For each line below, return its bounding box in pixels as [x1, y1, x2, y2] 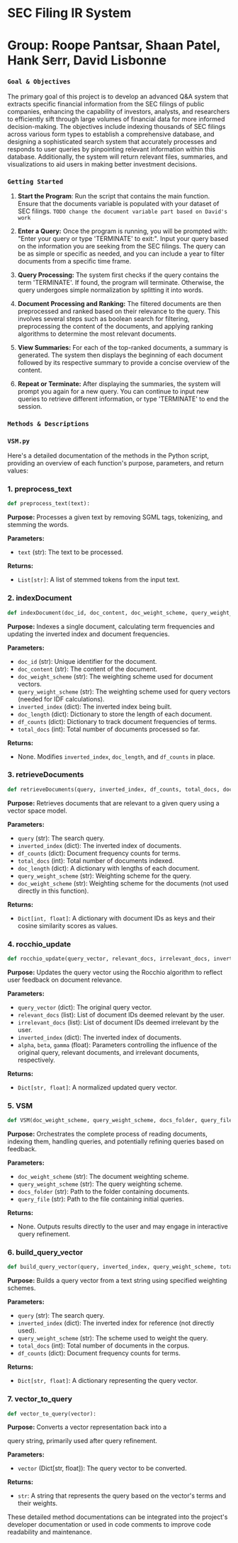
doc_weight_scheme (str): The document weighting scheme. [17, 1172, 189, 1181]
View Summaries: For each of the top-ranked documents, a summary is [17, 343, 229, 351]
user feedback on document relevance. [7, 976, 123, 984]
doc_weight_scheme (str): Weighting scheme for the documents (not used [17, 878, 229, 887]
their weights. [17, 1499, 58, 1508]
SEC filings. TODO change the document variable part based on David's [17, 207, 228, 215]
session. [17, 402, 42, 410]
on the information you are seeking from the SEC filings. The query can [17, 242, 226, 250]
